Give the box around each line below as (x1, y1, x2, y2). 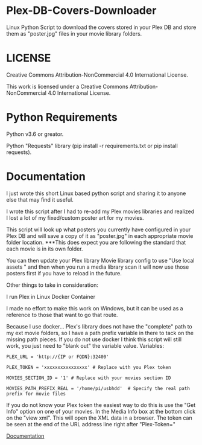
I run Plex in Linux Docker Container (6, 293, 95, 300)
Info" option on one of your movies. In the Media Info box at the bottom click (6, 408, 196, 415)
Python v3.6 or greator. (6, 130, 64, 138)
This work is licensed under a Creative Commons (6, 83, 128, 90)
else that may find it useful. (6, 196, 74, 203)
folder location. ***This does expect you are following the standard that (6, 239, 186, 246)
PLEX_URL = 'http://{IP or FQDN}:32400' (6, 354, 110, 360)
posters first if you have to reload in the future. (6, 269, 122, 277)
